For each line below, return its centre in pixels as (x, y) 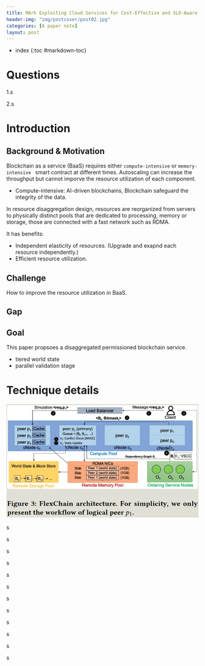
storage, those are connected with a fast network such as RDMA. (88, 222)
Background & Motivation (56, 151)
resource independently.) (47, 252)
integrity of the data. (41, 197)
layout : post (23, 32)
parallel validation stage (45, 366)
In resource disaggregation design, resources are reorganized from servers (101, 209)
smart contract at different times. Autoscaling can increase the (113, 172)
